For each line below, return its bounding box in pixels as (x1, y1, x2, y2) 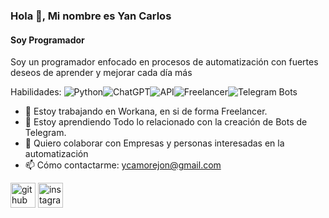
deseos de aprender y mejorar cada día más (10, 67, 193, 79)
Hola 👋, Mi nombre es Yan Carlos (10, 9, 172, 23)
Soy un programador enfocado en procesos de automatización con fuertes (10, 56, 319, 68)
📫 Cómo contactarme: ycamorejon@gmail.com (24, 159, 222, 171)
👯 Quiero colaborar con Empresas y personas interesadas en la (24, 137, 285, 149)
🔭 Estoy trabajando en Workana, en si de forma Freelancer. (24, 105, 268, 118)
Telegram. (24, 127, 67, 139)
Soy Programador (10, 34, 85, 46)
